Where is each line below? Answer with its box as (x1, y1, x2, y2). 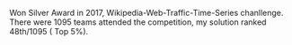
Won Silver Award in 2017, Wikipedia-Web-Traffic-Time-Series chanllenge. (9, 8, 284, 18)
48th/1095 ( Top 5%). (9, 26, 89, 36)
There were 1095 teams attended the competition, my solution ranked (9, 17, 267, 27)
